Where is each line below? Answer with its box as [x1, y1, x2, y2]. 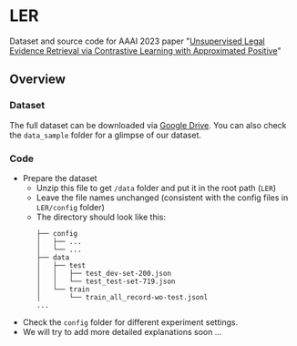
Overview [9, 72, 67, 87]
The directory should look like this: [36, 211, 167, 222]
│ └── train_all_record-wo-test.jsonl [36, 292, 209, 301]
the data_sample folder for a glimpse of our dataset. [9, 129, 202, 140]
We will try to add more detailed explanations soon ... [22, 326, 222, 337]
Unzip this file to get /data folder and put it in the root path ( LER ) [36, 182, 276, 193]
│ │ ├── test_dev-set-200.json [36, 269, 171, 278]
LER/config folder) [36, 201, 105, 212]
